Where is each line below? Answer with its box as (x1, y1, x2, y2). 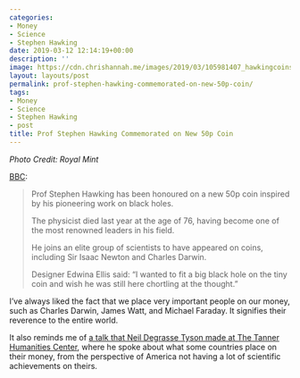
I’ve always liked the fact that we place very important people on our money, (9, 296, 290, 307)
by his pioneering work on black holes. (30, 197, 174, 208)
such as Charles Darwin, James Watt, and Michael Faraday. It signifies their (9, 305, 287, 315)
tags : (9, 88, 29, 97)
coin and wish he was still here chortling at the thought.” (30, 278, 238, 289)
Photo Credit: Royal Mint (9, 154, 99, 164)
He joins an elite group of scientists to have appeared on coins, (30, 242, 263, 253)
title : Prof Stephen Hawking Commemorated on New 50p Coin (9, 130, 234, 139)
